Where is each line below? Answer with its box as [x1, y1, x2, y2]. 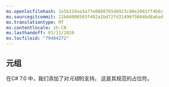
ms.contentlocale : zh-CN [6, 24, 67, 31]
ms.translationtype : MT [6, 19, 64, 25]
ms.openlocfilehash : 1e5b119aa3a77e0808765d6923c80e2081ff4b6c [6, 8, 164, 14]
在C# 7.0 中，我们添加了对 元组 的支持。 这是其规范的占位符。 [6, 75, 153, 82]
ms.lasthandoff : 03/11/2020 [6, 30, 75, 36]
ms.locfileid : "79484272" [6, 35, 69, 41]
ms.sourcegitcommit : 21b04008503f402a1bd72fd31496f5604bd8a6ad [6, 14, 164, 20]
